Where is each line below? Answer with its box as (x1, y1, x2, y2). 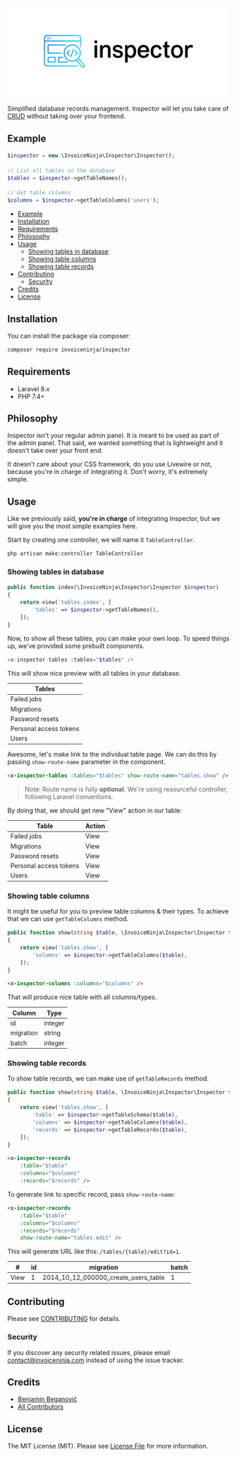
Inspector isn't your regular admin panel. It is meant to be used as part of (7, 431, 220, 440)
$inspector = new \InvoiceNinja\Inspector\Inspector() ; (7, 152, 175, 159)
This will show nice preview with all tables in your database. (7, 669, 181, 677)
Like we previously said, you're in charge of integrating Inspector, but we (7, 514, 221, 523)
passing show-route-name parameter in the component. (7, 757, 166, 766)
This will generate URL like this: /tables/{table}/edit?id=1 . (7, 1248, 181, 1256)
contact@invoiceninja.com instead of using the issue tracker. (7, 1356, 185, 1364)
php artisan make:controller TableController (7, 551, 143, 558)
